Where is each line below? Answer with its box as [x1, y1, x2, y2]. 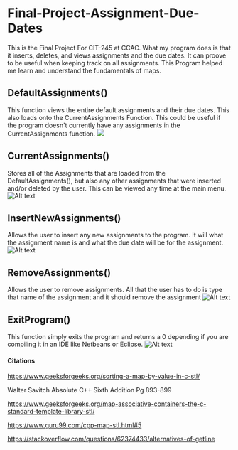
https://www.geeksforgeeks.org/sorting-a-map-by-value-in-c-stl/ [7, 372, 200, 381]
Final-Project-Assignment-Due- [7, 5, 200, 21]
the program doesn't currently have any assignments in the [7, 121, 180, 129]
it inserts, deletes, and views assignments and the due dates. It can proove [7, 51, 227, 60]
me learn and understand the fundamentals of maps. [7, 66, 162, 75]
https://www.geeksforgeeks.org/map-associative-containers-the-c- [7, 400, 207, 408]
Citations [7, 356, 36, 365]
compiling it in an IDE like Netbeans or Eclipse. [7, 340, 144, 348]
